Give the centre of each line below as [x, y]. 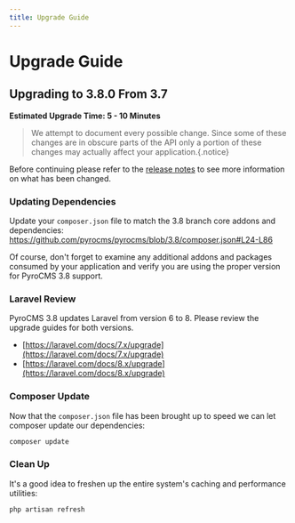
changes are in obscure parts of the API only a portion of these [146, 142]
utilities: [24, 493]
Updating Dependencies [63, 201]
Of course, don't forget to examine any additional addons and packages [141, 257]
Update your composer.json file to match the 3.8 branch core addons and [143, 221]
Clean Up [30, 464]
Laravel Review [43, 299]
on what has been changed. [60, 178]
